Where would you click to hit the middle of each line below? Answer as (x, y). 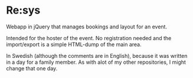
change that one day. (32, 68)
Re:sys (23, 10)
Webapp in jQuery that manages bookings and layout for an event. (86, 27)
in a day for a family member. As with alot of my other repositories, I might (96, 62)
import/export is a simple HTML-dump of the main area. (74, 44)
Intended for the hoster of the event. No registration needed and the (89, 38)
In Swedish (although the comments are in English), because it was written (97, 56)
